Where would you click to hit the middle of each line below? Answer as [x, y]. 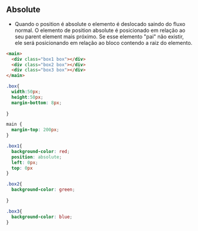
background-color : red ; [40, 151]
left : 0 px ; [25, 162]
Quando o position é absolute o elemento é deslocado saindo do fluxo [100, 24]
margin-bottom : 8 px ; [37, 103]
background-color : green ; [43, 190]
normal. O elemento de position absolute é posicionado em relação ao [100, 30]
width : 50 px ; [26, 92]
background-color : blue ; [42, 217]
